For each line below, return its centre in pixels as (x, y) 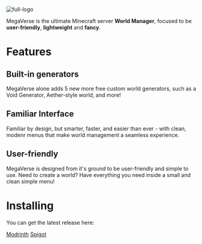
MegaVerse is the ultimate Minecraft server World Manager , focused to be (99, 21)
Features (29, 52)
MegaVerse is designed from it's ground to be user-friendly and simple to (97, 169)
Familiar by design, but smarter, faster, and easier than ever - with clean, (96, 128)
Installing (30, 206)
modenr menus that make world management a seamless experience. (93, 135)
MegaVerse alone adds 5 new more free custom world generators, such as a (101, 88)
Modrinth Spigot (26, 234)
